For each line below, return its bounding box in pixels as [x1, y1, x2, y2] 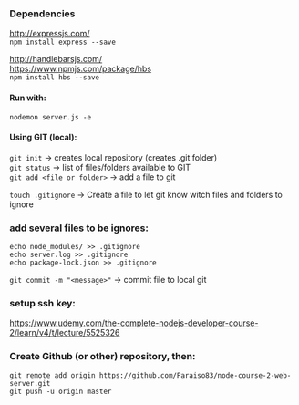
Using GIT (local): [9, 131, 77, 143]
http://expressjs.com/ [9, 28, 90, 39]
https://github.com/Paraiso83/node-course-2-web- [98, 370, 292, 380]
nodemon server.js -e [9, 112, 92, 121]
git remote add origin [9, 370, 96, 380]
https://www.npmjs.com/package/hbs [9, 63, 152, 75]
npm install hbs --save [9, 73, 100, 82]
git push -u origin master [9, 387, 112, 396]
